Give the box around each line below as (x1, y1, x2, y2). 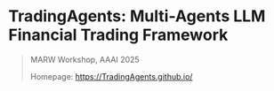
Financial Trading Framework (8, 25, 229, 45)
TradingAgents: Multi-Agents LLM (8, 6, 266, 27)
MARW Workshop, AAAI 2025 (29, 54, 140, 64)
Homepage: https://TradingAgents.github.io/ (29, 71, 193, 81)
